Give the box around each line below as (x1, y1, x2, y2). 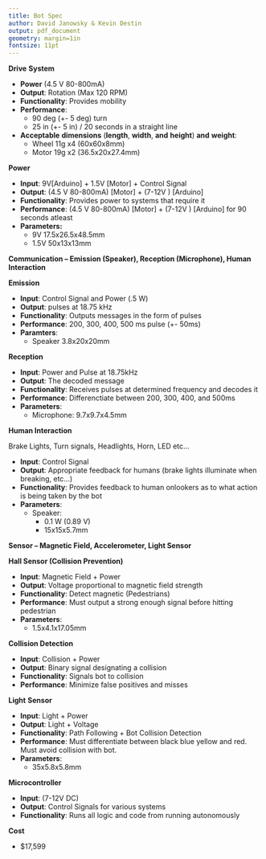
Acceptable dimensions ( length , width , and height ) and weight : (19, 130, 237, 141)
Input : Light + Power (19, 711, 88, 721)
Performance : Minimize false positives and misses (19, 680, 189, 689)
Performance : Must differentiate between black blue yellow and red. (19, 737, 248, 747)
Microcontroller (8, 778, 62, 787)
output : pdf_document (8, 27, 81, 35)
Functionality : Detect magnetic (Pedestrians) (19, 589, 170, 599)
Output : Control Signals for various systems (19, 802, 166, 812)
